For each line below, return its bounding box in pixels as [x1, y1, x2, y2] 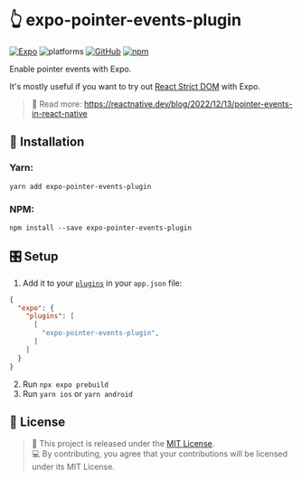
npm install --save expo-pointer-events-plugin [9, 223, 193, 232]
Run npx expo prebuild [22, 379, 109, 390]
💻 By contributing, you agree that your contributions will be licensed [31, 448, 288, 459]
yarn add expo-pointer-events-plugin [9, 182, 152, 191]
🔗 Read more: [31, 99, 83, 109]
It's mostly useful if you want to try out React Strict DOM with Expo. [9, 80, 260, 91]
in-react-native [31, 108, 88, 118]
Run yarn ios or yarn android [22, 388, 134, 399]
